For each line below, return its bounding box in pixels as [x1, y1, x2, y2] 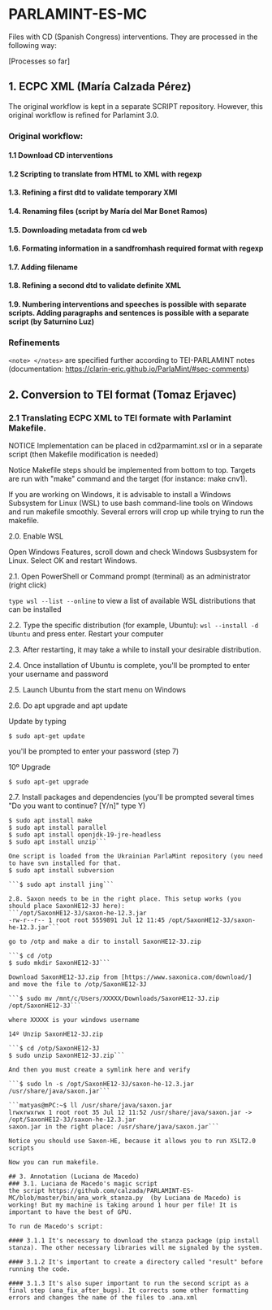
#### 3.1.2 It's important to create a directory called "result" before [8, 1258, 264, 1266]
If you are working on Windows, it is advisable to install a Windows [8, 490, 231, 499]
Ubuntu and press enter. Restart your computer [8, 629, 164, 639]
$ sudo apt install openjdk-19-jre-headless [8, 831, 162, 839]
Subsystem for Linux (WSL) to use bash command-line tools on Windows [8, 498, 253, 508]
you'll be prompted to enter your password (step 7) [8, 746, 179, 756]
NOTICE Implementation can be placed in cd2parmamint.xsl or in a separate [8, 441, 263, 450]
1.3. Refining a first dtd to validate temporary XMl [8, 188, 178, 198]
